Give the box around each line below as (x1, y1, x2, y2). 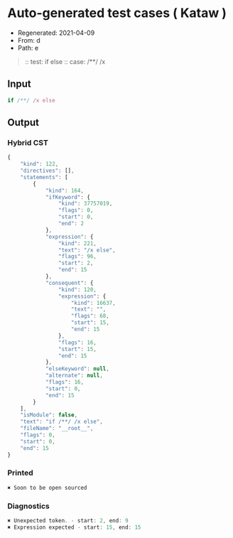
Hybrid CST (7, 137, 48, 147)
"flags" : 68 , (70, 313, 110, 320)
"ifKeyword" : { (45, 193, 91, 200)
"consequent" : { (45, 279, 94, 286)
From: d (17, 36, 40, 44)
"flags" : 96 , (58, 253, 97, 260)
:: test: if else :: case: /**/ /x (24, 57, 106, 65)
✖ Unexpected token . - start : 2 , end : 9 (7, 517, 129, 524)
